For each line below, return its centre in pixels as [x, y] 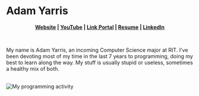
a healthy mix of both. [33, 68]
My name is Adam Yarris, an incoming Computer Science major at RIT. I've [97, 50]
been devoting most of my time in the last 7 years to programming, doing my [99, 56]
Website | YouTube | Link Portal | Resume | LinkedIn [100, 27]
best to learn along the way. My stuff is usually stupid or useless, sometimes [99, 62]
